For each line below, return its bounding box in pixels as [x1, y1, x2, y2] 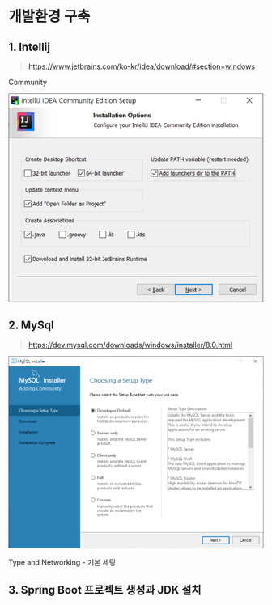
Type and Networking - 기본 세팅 [8, 557, 116, 567]
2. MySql [8, 319, 54, 332]
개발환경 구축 [8, 7, 91, 26]
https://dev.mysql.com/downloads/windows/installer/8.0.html [28, 340, 233, 349]
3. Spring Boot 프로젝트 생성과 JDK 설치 [8, 583, 202, 597]
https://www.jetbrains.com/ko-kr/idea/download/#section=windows [28, 61, 256, 71]
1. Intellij [8, 40, 51, 53]
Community [8, 78, 47, 87]
